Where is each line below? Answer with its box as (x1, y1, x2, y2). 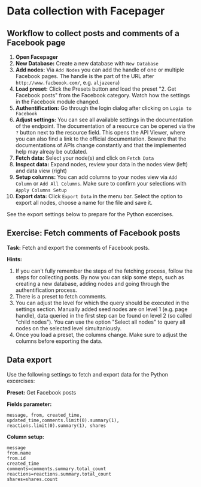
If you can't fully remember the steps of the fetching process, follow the (15, 267, 193, 274)
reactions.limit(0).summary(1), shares (7, 422, 106, 429)
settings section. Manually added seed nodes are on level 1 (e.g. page (15, 305, 188, 313)
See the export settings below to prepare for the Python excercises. (7, 211, 174, 217)
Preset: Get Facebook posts (7, 389, 77, 396)
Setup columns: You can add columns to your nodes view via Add (15, 174, 177, 181)
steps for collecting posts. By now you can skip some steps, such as (15, 273, 184, 280)
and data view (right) (15, 167, 68, 174)
